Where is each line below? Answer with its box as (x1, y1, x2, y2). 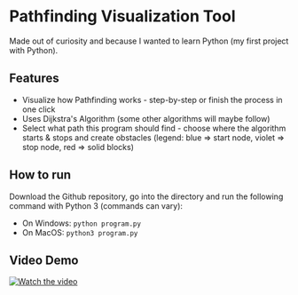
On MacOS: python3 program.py (21, 227, 138, 237)
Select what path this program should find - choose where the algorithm (21, 123, 286, 133)
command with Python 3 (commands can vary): (9, 200, 184, 211)
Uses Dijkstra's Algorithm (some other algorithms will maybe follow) (21, 113, 271, 124)
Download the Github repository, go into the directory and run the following (9, 191, 284, 202)
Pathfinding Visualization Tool (9, 6, 237, 27)
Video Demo (9, 252, 79, 267)
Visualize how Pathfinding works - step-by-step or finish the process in (21, 94, 283, 105)
